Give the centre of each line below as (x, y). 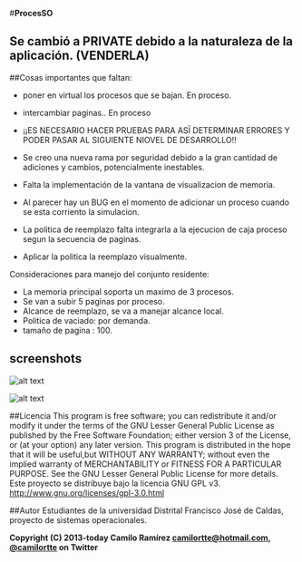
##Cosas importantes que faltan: (71, 77)
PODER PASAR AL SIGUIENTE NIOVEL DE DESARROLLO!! (130, 140)
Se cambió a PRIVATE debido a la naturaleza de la (151, 41)
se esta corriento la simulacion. (81, 211)
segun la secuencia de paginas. (82, 238)
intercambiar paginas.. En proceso (87, 112)
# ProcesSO (31, 13)
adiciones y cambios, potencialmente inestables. (113, 167)
